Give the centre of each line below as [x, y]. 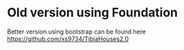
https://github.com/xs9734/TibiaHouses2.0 [68, 38]
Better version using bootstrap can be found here [77, 32]
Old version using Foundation [92, 13]
